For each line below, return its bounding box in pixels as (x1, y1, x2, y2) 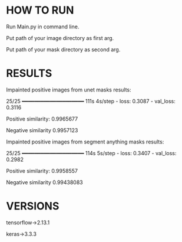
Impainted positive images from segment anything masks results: (6, 138, 164, 145)
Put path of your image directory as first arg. (6, 34, 114, 41)
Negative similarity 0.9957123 (6, 126, 78, 133)
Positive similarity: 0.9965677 (6, 115, 78, 122)
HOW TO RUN (6, 4, 74, 17)
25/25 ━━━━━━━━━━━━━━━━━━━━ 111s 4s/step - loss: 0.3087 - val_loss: (6, 97, 176, 104)
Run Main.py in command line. (6, 23, 80, 30)
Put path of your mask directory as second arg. (6, 45, 121, 53)
